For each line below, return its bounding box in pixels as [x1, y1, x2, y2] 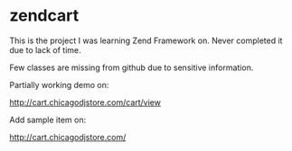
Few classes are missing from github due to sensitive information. [9, 62, 254, 73]
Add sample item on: [9, 114, 87, 125]
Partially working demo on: [9, 79, 109, 90]
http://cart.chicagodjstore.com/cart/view [9, 96, 161, 108]
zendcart [9, 5, 80, 26]
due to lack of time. [9, 44, 81, 55]
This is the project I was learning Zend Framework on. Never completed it [9, 35, 283, 46]
